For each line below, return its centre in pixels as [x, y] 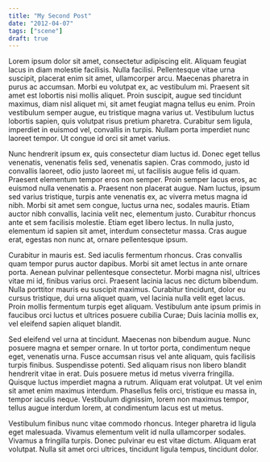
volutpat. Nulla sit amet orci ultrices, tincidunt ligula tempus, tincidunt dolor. [134, 449]
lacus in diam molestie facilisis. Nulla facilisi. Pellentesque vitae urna [122, 70]
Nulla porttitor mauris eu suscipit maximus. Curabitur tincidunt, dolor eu [127, 289]
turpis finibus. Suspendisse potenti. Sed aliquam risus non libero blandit [127, 365]
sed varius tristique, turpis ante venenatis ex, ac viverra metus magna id [128, 197]
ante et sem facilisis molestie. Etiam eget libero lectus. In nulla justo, [121, 223]
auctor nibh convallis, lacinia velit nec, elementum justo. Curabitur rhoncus [132, 214]
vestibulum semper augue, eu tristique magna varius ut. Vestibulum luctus [131, 113]
